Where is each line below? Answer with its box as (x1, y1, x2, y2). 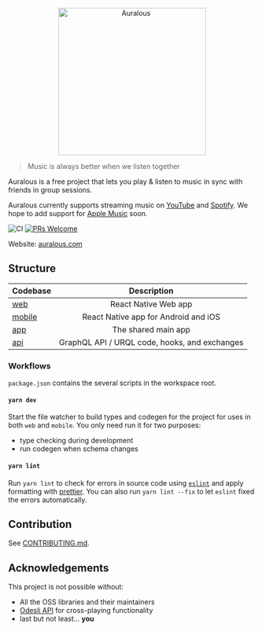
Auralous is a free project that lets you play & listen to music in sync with (8, 177, 243, 186)
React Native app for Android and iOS (82, 311, 220, 322)
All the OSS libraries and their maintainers (19, 597, 155, 607)
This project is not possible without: (8, 582, 124, 592)
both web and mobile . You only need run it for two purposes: (8, 420, 201, 430)
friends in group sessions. (8, 185, 93, 194)
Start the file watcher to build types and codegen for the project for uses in (8, 413, 251, 422)
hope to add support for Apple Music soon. (8, 209, 148, 218)
